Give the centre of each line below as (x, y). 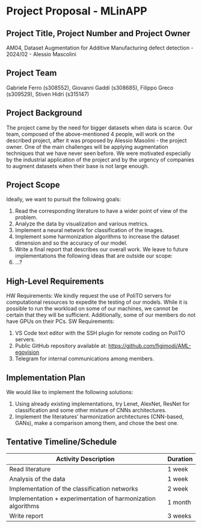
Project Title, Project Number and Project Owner (98, 33)
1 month (179, 502)
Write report (26, 515)
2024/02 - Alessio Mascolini (41, 54)
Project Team (32, 73)
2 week (178, 488)
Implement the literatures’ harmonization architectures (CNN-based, (99, 416)
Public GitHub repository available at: (61, 346)
